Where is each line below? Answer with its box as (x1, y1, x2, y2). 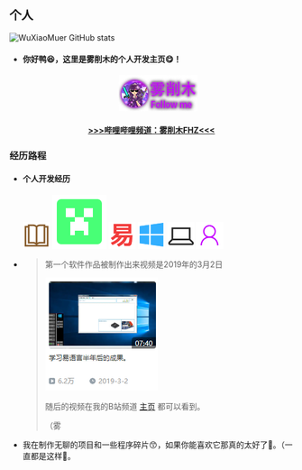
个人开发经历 (22, 173, 70, 184)
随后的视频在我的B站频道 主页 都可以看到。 (44, 401, 206, 411)
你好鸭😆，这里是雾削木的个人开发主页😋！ (22, 54, 182, 65)
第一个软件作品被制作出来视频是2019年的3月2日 (44, 259, 224, 270)
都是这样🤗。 (30, 450, 76, 461)
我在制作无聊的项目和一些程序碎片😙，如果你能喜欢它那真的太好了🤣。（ (22, 439, 286, 450)
